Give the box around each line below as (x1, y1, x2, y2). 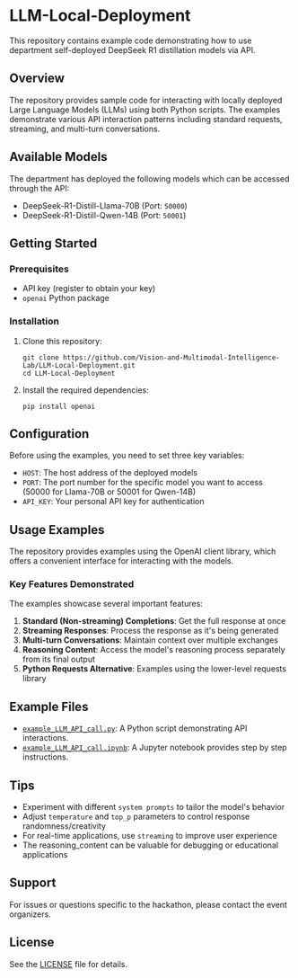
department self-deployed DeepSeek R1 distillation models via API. (9, 44, 256, 55)
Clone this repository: (22, 335, 102, 346)
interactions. (22, 733, 69, 743)
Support (9, 876, 57, 891)
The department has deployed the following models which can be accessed (9, 173, 290, 184)
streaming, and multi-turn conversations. (9, 123, 161, 134)
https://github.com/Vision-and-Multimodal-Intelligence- (62, 352, 280, 362)
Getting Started (9, 236, 98, 251)
